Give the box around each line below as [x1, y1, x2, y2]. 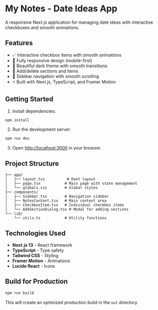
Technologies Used [5, 229, 65, 237]
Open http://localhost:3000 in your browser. [12, 145, 102, 151]
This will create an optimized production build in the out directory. [5, 299, 139, 305]
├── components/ [5, 190, 38, 195]
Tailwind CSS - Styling [12, 252, 59, 258]
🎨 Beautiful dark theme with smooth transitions [12, 63, 107, 69]
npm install [5, 117, 30, 122]
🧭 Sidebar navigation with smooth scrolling [12, 73, 99, 79]
